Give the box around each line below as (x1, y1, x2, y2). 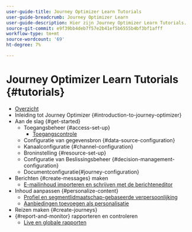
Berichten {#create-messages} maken (14, 174, 108, 181)
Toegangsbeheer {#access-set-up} (23, 124, 111, 131)
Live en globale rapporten (23, 218, 87, 226)
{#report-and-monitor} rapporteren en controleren (14, 212, 138, 220)
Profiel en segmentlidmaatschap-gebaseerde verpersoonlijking (23, 193, 178, 200)
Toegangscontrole (32, 130, 77, 137)
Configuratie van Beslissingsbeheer (23, 155, 111, 162)
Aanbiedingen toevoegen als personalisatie (23, 200, 129, 207)
